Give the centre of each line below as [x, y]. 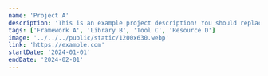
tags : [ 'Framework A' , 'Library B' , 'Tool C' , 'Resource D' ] [112, 30]
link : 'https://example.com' [57, 45]
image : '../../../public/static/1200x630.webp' [89, 38]
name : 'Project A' [39, 15]
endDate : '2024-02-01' [46, 60]
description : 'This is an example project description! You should [123, 23]
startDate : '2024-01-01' [49, 52]
